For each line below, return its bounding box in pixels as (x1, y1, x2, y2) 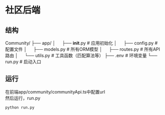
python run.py (5, 105, 35, 110)
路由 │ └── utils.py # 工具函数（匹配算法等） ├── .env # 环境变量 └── (5, 53, 157, 58)
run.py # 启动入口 (5, 59, 41, 65)
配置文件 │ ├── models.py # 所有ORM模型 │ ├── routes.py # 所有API (5, 46, 160, 52)
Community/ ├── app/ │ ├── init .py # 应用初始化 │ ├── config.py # (5, 40, 158, 46)
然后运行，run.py (5, 95, 41, 101)
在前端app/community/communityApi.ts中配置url (5, 89, 105, 95)
